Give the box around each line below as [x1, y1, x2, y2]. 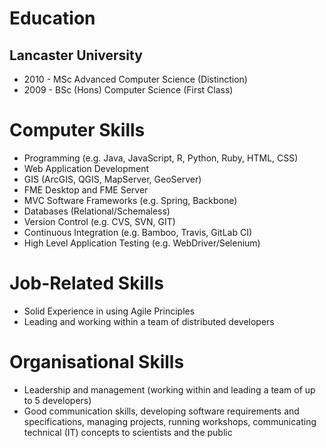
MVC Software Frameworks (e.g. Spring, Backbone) [23, 194, 238, 206]
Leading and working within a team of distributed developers [23, 315, 275, 327]
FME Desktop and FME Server [23, 183, 149, 196]
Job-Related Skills [9, 272, 164, 295]
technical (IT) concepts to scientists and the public [23, 426, 233, 438]
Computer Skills [9, 119, 146, 142]
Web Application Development [23, 162, 150, 174]
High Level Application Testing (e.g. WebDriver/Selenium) [23, 237, 261, 249]
